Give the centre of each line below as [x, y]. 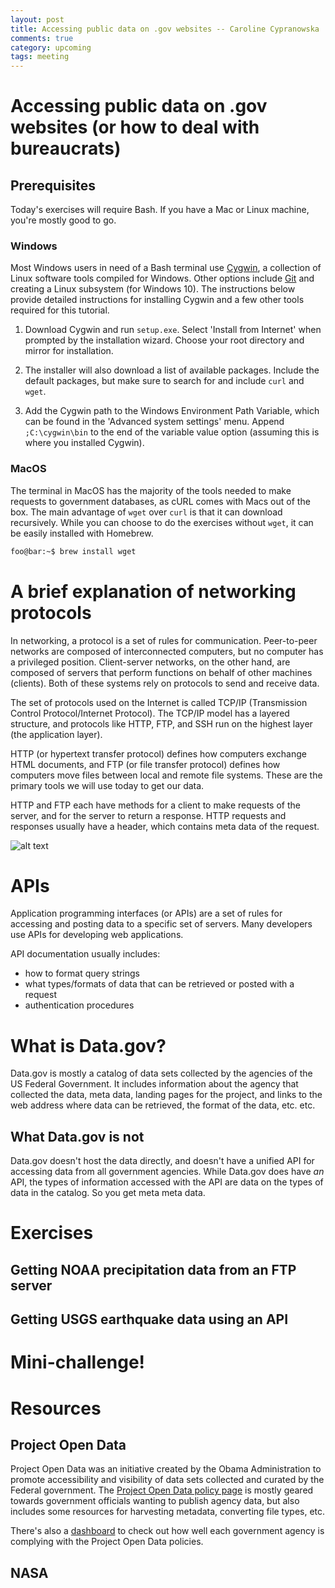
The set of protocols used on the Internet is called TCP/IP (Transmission [159, 702]
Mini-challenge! [78, 1362]
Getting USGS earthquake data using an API [149, 1319]
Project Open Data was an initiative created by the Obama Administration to [166, 1469]
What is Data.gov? [88, 1045]
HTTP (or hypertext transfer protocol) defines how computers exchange [158, 753]
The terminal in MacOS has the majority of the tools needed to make [151, 490]
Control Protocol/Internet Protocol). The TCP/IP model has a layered [150, 713]
